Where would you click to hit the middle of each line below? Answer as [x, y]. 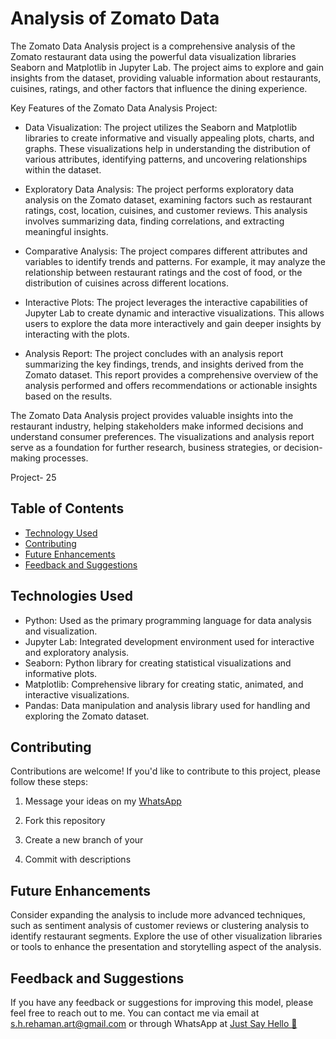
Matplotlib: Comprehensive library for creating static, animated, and [164, 684]
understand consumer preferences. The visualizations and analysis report [162, 436]
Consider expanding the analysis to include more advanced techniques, [158, 915]
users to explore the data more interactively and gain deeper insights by [173, 323]
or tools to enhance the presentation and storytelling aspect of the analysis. [166, 947]
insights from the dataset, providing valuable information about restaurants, [166, 78]
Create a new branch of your [84, 840]
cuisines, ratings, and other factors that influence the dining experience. [159, 88]
